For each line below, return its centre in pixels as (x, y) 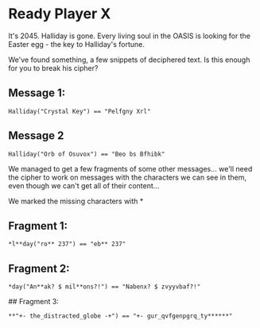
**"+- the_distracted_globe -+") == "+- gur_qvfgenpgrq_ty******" (120, 316)
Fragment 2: (39, 268)
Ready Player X (60, 14)
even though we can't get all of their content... (84, 185)
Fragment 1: (38, 226)
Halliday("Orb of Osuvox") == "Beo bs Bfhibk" (87, 154)
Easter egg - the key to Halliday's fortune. (76, 44)
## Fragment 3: (34, 302)
